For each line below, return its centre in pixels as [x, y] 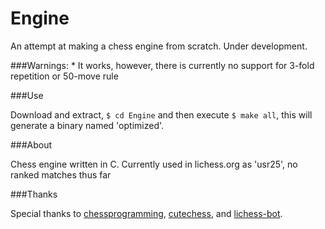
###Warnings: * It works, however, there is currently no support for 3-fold [162, 65]
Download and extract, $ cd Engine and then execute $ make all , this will [161, 114]
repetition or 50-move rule [64, 76]
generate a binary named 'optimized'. [87, 125]
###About [31, 144]
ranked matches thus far [61, 174]
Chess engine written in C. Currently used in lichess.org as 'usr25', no [154, 164]
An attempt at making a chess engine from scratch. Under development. [159, 46]
